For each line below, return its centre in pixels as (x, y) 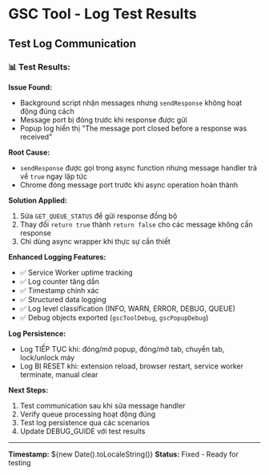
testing (20, 462)
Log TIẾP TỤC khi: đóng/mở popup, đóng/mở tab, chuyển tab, (122, 348)
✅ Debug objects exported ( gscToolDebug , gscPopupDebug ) (114, 317)
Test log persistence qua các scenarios (85, 422)
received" (36, 136)
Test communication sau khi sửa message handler (102, 405)
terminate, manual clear (59, 374)
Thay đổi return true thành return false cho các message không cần (137, 224)
